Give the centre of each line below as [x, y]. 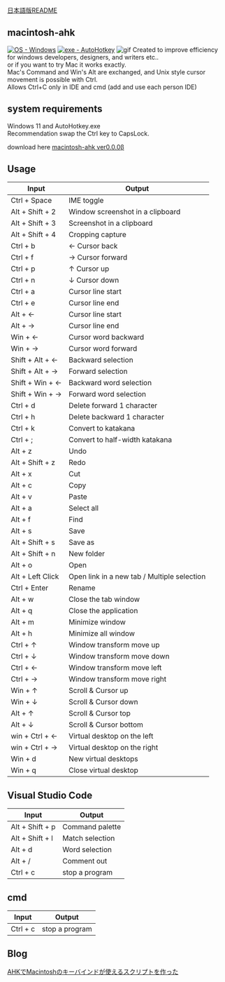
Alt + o [22, 565]
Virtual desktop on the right [114, 748]
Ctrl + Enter [30, 588]
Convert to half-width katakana [121, 440]
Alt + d [22, 849]
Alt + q [22, 611]
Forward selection [98, 372]
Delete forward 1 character [113, 405]
